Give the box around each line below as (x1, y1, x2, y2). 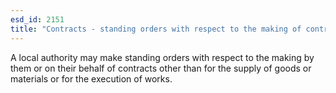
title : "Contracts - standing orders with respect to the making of (10, 24, 302, 34)
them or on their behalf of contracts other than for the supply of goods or (10, 62, 312, 74)
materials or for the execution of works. (10, 72, 173, 85)
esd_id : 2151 (10, 14, 65, 25)
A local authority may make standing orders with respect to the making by (10, 51, 315, 63)
